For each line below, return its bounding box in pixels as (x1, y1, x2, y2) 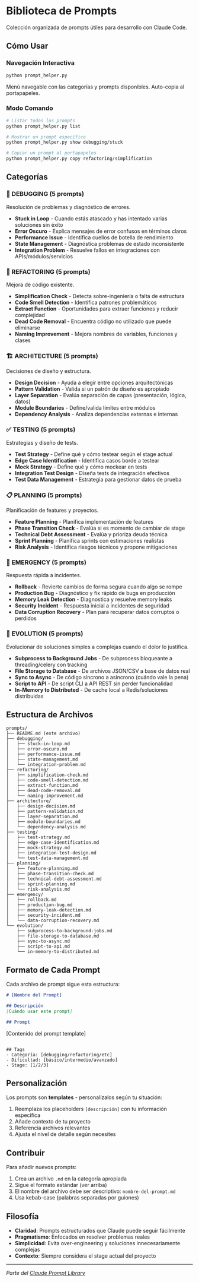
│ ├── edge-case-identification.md (6, 840, 99, 846)
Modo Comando (6, 104, 53, 112)
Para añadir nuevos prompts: (6, 1164, 77, 1171)
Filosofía (6, 1211, 39, 1221)
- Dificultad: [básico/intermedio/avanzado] (6, 1057, 118, 1063)
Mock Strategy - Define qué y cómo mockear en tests (14, 463, 147, 470)
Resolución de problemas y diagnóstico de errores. (6, 203, 131, 210)
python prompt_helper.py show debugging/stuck (6, 140, 123, 145)
